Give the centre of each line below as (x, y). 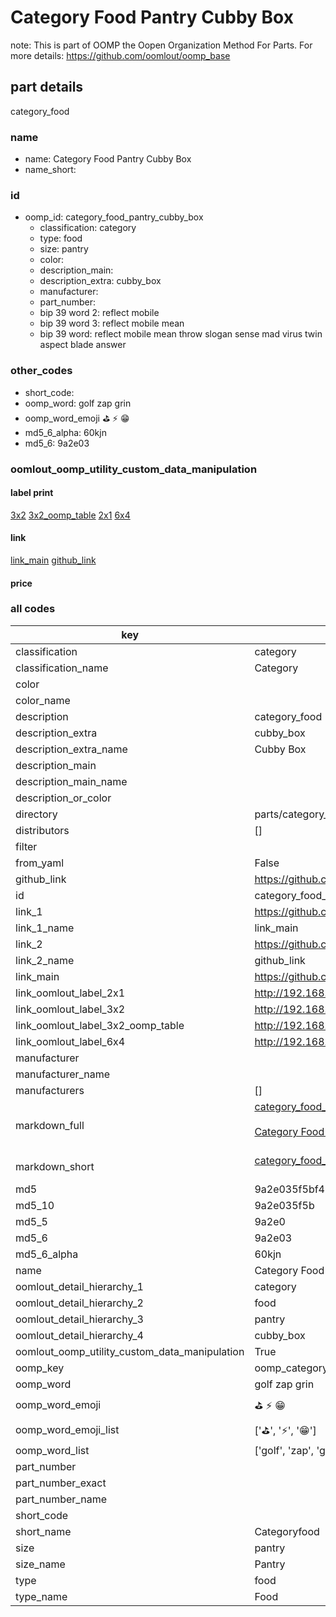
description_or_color (63, 798)
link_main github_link (53, 560)
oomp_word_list (52, 1450)
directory (36, 814)
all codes (33, 609)
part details (47, 87)
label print (32, 493)
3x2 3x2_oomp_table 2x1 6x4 (70, 515)
